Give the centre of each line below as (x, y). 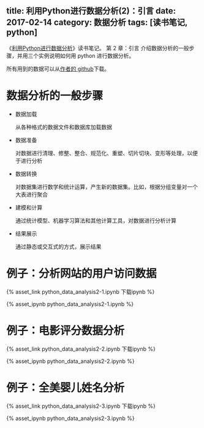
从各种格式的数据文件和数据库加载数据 (63, 127)
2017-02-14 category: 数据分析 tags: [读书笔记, (97, 22)
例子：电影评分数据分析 (66, 331)
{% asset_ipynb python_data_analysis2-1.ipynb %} (70, 304)
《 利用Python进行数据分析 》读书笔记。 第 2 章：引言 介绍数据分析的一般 (98, 48)
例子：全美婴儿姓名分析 (66, 388)
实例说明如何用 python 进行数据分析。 (86, 55)
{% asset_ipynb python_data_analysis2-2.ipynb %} (70, 361)
